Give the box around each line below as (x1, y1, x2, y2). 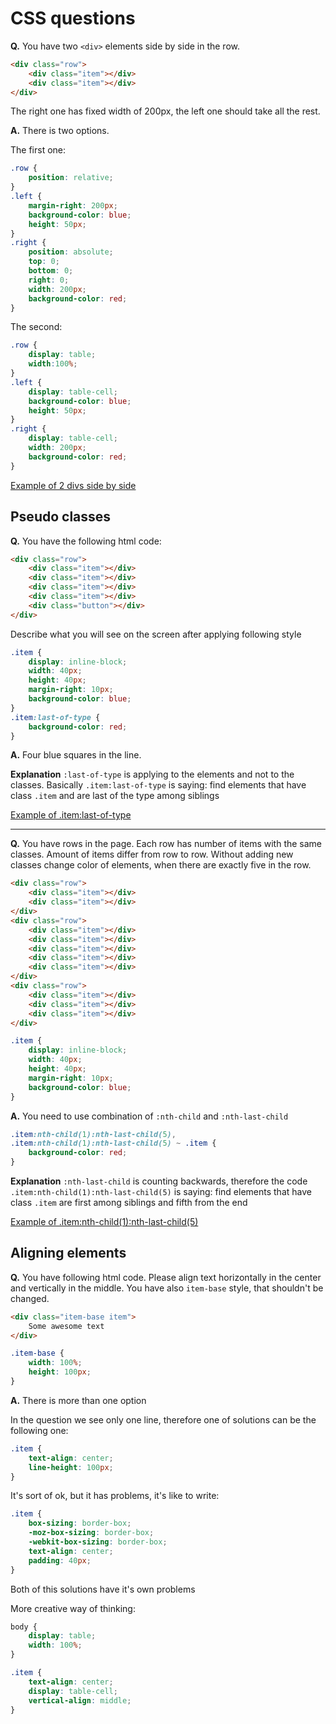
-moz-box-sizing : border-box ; (28, 1528, 155, 1538)
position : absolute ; (28, 247, 114, 257)
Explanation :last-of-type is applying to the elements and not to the (10, 768, 295, 781)
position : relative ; (28, 173, 114, 183)
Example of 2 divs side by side (10, 479, 137, 491)
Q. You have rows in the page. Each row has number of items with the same (10, 838, 323, 850)
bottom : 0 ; (28, 266, 74, 276)
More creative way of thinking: (10, 1602, 136, 1614)
